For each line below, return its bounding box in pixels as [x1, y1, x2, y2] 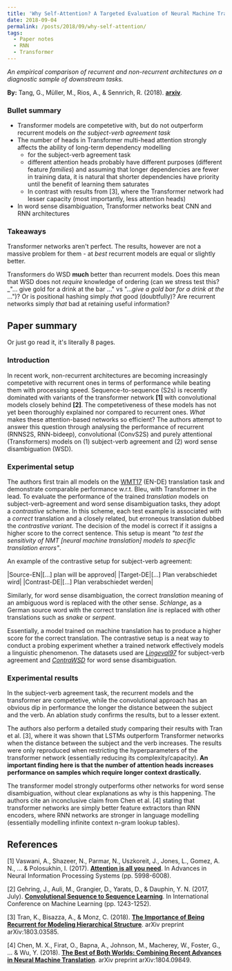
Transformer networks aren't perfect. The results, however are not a [7, 243, 202, 251]
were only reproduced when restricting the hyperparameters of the [7, 746, 198, 755]
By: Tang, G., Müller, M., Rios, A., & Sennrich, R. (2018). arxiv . [7, 88, 183, 97]
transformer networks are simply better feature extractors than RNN [7, 804, 200, 812]
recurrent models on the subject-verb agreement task [17, 129, 171, 137]
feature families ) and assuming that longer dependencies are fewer [27, 165, 220, 173]
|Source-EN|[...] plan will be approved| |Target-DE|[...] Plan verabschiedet [7, 570, 217, 578]
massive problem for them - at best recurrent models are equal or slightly [7, 249, 216, 258]
